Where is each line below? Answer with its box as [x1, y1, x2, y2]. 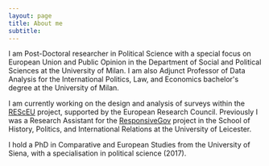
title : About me [8, 19, 63, 27]
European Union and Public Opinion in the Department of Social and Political [8, 57, 262, 67]
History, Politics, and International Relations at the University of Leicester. [8, 124, 252, 134]
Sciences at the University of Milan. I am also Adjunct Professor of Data [8, 66, 246, 76]
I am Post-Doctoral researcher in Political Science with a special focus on [8, 49, 251, 59]
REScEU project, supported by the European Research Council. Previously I [8, 107, 259, 117]
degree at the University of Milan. [8, 83, 119, 93]
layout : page [8, 11, 52, 20]
